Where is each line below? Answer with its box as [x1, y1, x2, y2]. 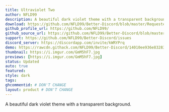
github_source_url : [5, 31, 46, 36]
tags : [5, 78, 17, 83]
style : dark [5, 73, 30, 78]
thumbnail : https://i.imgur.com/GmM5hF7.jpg [5, 49, 100, 54]
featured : [5, 69, 26, 74]
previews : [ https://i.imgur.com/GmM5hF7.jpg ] [5, 54, 102, 60]
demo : [5, 45, 17, 50]
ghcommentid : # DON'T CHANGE [5, 82, 66, 87]
